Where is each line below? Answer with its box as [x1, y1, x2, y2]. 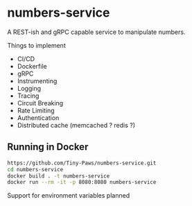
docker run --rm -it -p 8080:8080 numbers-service [7, 179, 157, 186]
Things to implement [7, 41, 66, 49]
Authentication [17, 113, 60, 122]
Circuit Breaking [17, 98, 64, 107]
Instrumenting [17, 76, 58, 85]
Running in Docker [7, 141, 89, 153]
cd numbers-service [7, 166, 64, 173]
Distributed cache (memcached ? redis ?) [17, 121, 135, 129]
